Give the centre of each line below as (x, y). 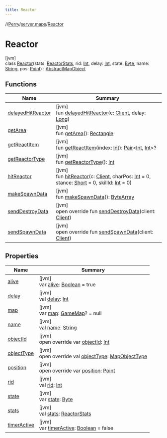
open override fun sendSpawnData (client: (104, 232)
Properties (22, 256)
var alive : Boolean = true (67, 285)
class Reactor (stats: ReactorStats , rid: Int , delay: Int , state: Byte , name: (77, 63)
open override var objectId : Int (74, 342)
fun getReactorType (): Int (85, 162)
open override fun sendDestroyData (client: (105, 212)
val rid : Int (50, 385)
